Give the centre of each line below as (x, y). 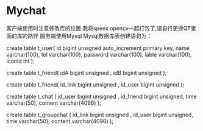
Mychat (26, 11)
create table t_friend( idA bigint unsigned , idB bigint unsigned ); (87, 73)
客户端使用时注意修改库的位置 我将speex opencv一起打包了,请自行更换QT (98, 28)
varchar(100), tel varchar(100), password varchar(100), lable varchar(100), (99, 54)
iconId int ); (20, 61)
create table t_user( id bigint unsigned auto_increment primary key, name (98, 48)
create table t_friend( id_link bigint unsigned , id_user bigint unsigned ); (95, 84)
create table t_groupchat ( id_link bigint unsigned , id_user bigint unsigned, (100, 115)
